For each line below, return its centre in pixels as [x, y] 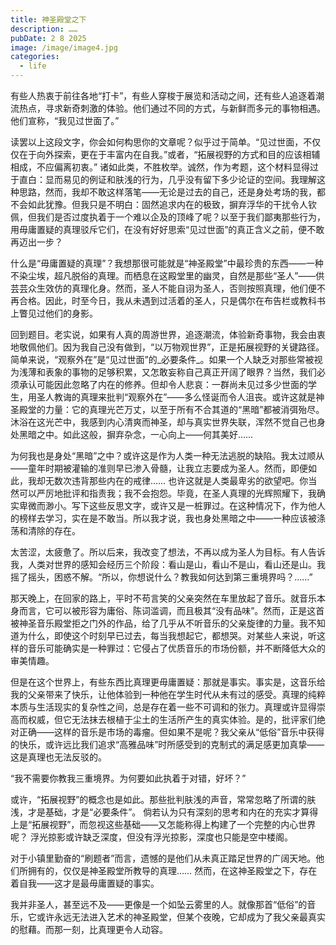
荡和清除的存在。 [45, 530]
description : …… [44, 29]
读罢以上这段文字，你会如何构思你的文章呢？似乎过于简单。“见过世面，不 [161, 142]
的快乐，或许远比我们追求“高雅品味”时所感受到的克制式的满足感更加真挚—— [167, 744]
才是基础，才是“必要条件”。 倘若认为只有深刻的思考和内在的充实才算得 [173, 812]
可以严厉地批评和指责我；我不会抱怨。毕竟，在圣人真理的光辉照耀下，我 [167, 493]
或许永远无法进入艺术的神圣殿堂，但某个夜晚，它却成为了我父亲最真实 [181, 917]
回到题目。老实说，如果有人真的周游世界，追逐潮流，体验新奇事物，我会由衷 [168, 334]
